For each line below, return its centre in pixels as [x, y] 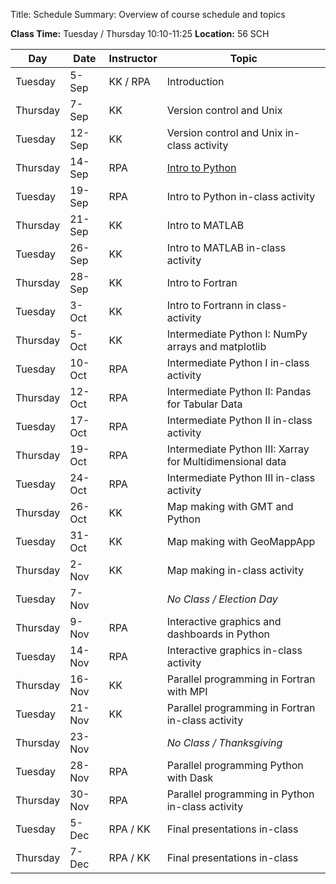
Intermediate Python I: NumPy [237, 334]
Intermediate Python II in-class [239, 420]
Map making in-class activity [235, 570]
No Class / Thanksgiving [224, 742]
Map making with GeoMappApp [241, 541]
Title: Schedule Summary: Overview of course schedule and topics [148, 14]
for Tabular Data [204, 404]
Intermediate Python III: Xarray [238, 449]
